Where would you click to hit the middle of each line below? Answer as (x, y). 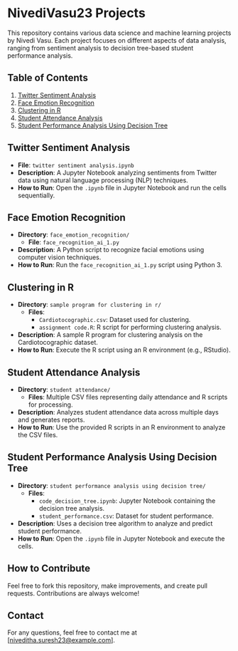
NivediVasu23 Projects (76, 13)
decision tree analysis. (72, 508)
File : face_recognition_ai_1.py (74, 242)
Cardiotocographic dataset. (58, 343)
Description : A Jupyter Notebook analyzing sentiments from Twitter (117, 172)
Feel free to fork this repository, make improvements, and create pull (108, 585)
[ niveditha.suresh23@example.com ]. (61, 640)
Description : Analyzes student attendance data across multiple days (118, 412)
